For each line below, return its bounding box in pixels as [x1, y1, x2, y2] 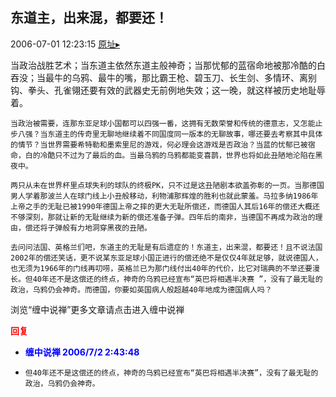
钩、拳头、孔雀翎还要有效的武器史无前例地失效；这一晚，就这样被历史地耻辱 [10, 84, 326, 96]
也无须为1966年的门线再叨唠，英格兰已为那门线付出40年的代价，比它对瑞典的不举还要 [10, 263, 313, 273]
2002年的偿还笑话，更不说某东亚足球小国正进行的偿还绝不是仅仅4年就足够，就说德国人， [10, 253, 323, 263]
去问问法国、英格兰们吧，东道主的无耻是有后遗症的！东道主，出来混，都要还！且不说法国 [10, 242, 323, 252]
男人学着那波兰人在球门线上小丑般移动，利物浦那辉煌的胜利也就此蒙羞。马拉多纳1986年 [10, 191, 319, 201]
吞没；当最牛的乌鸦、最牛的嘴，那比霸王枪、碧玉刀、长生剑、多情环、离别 [10, 71, 317, 83]
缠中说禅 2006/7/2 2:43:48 [24, 346, 140, 358]
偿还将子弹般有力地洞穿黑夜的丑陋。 [24, 223, 152, 233]
